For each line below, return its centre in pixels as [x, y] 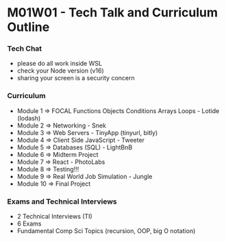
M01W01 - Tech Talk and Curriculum [112, 13]
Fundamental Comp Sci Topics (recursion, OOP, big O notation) [106, 231]
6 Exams [29, 223]
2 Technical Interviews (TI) [54, 217]
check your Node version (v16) [60, 71]
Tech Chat [25, 49]
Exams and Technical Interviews [62, 202]
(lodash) [29, 118]
